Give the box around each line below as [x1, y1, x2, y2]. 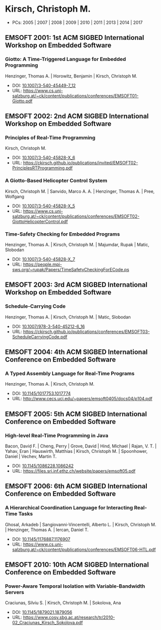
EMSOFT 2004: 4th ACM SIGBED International [5, 348, 148, 356]
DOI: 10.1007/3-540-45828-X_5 [12, 203, 75, 209]
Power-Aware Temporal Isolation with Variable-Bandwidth [5, 583, 145, 590]
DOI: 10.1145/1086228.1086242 [12, 463, 74, 468]
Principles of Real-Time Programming [5, 134, 96, 141]
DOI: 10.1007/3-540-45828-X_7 [12, 256, 75, 262]
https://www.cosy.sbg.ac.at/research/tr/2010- [23, 614, 115, 620]
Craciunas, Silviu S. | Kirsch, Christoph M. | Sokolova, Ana [5, 600, 121, 606]
